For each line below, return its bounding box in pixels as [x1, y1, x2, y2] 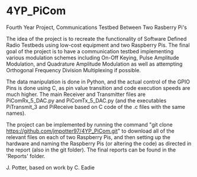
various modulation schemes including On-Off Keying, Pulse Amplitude [6, 54, 179, 61]
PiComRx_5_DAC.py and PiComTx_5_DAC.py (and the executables [6, 96, 167, 104]
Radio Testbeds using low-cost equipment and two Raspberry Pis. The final [6, 41, 190, 49]
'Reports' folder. [6, 152, 46, 159]
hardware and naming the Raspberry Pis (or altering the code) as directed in [6, 140, 192, 147]
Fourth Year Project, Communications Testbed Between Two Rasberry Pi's [6, 24, 188, 31]
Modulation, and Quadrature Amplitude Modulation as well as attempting [6, 60, 183, 67]
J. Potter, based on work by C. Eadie [6, 164, 95, 171]
